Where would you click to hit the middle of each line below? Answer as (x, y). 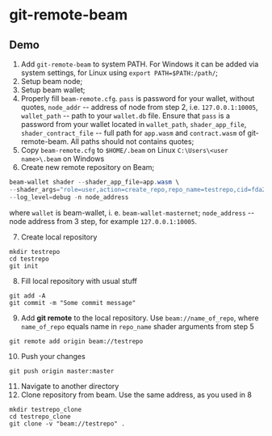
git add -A (27, 296)
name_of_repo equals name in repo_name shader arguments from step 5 (138, 326)
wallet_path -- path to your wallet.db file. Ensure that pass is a (126, 116)
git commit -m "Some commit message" (73, 303)
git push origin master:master (62, 371)
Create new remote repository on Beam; (88, 167)
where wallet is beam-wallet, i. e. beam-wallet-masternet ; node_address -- (132, 213)
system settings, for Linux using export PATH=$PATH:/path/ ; (119, 73)
